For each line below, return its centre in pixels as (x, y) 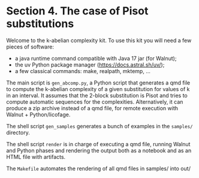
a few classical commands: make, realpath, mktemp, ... (83, 71)
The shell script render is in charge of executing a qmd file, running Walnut (98, 144)
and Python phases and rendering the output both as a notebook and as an (99, 150)
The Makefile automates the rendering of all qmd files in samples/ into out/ (98, 168)
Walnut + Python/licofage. (38, 114)
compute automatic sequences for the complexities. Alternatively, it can (95, 102)
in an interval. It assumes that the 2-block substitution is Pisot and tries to (97, 95)
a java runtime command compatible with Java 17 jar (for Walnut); (96, 58)
